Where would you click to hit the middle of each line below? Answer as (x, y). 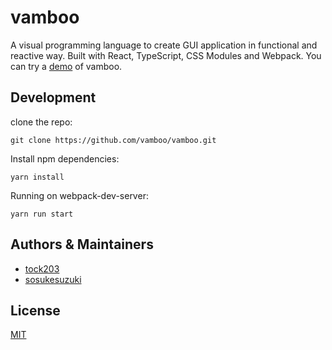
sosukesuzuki (53, 279)
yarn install (37, 177)
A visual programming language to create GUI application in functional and (164, 45)
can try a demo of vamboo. (66, 66)
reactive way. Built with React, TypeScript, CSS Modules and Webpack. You (166, 55)
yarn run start (42, 214)
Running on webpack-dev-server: (79, 195)
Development (53, 97)
